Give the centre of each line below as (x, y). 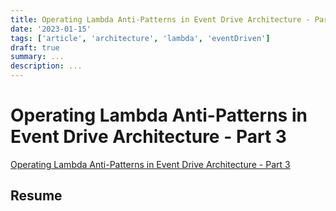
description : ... (46, 66)
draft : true (35, 47)
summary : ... (37, 57)
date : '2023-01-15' (51, 29)
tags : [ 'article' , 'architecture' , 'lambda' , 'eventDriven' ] (140, 38)
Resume (36, 196)
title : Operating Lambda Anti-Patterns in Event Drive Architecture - (160, 19)
